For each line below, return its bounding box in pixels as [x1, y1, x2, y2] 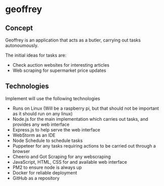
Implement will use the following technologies [5, 95, 100, 102]
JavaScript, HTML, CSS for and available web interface [12, 159, 127, 165]
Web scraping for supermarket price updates [12, 67, 106, 73]
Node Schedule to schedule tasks [12, 137, 83, 144]
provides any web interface [12, 121, 70, 127]
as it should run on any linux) [12, 110, 73, 117]
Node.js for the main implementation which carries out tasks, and [12, 116, 148, 122]
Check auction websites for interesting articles [12, 62, 110, 68]
